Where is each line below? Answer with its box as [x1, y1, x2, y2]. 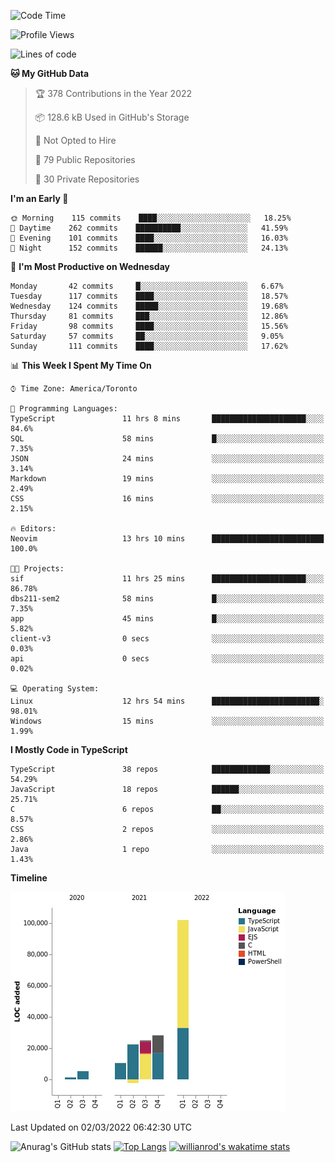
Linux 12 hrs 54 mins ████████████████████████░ [10, 696, 325, 706]
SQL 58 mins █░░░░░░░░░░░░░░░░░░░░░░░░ [10, 434, 325, 444]
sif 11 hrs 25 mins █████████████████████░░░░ [10, 574, 325, 584]
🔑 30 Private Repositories [34, 173, 140, 185]
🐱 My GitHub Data [10, 68, 90, 79]
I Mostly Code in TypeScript [10, 744, 128, 755]
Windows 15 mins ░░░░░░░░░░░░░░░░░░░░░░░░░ [10, 716, 325, 726]
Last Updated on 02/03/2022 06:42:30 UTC [10, 1121, 192, 1133]
